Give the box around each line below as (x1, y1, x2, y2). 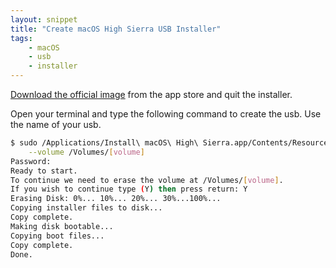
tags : (10, 33, 33, 43)
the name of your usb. (10, 119, 102, 130)
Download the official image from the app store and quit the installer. (10, 89, 293, 100)
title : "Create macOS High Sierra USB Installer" (10, 24, 222, 34)
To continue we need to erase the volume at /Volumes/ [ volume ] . (10, 175, 284, 185)
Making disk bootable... (10, 221, 114, 231)
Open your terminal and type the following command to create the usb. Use (10, 108, 322, 120)
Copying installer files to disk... (10, 203, 163, 213)
